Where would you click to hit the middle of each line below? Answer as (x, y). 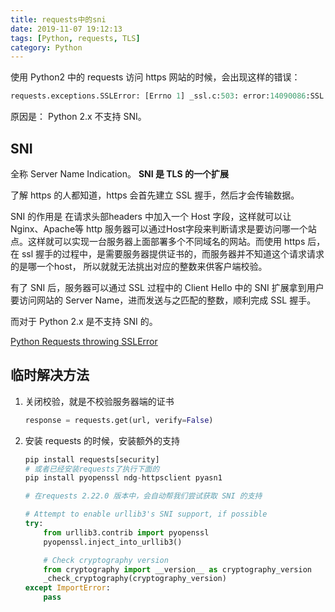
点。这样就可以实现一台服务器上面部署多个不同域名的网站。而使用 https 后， (168, 241)
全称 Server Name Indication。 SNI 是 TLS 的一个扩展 (120, 173)
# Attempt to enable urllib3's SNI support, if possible (146, 514)
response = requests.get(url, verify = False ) (119, 420)
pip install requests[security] (92, 459)
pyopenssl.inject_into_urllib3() (113, 542)
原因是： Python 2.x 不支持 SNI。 (78, 117)
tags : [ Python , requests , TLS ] (75, 38)
